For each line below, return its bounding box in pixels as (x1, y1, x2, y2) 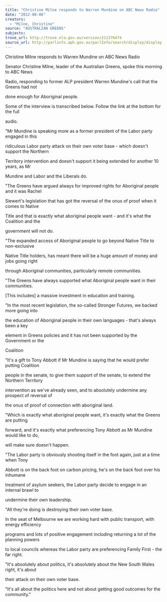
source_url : (5, 40, 30, 45)
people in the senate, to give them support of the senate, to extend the (5, 372, 151, 378)
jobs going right (5, 258, 38, 264)
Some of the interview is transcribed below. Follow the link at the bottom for (5, 103, 161, 109)
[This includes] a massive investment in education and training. (5, 292, 135, 298)
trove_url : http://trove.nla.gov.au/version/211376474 (5, 36, 122, 41)
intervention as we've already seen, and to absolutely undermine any (5, 387, 147, 393)
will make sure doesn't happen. (5, 442, 70, 448)
